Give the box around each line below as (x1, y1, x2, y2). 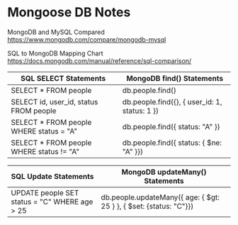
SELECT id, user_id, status (11, 97, 98, 106)
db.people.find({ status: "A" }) (122, 121, 221, 131)
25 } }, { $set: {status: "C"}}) (101, 201, 194, 211)
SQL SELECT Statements (21, 73, 106, 83)
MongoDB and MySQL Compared (7, 28, 105, 36)
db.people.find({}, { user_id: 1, (122, 97, 222, 106)
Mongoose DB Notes (7, 4, 131, 21)
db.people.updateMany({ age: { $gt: (101, 192, 220, 202)
